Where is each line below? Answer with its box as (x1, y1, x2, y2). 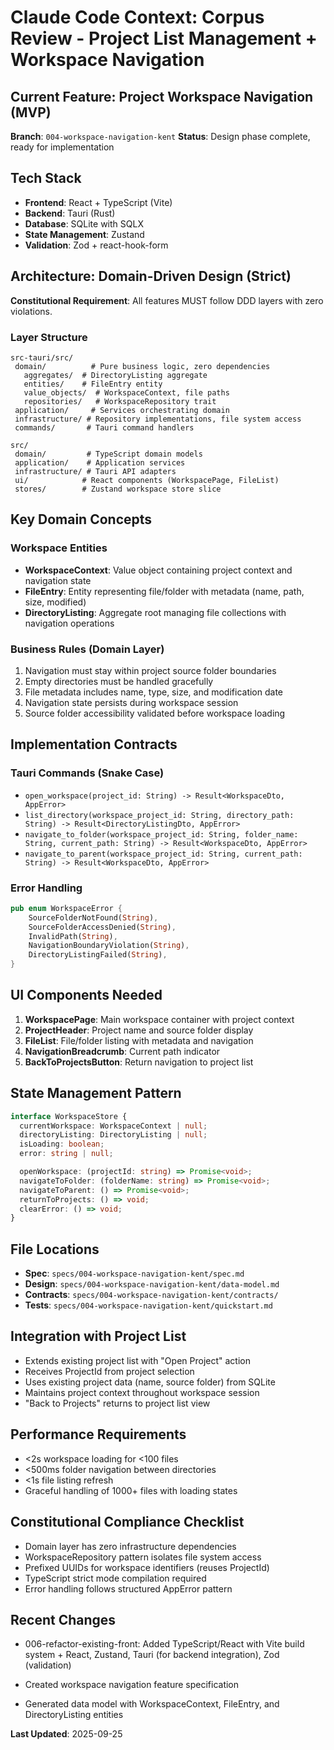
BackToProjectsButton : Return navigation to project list (24, 1056, 254, 1068)
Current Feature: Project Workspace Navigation (10, 88, 314, 105)
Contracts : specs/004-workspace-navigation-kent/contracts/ (24, 1289, 279, 1301)
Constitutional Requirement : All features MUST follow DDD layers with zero (10, 294, 324, 306)
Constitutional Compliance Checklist (10, 1514, 245, 1531)
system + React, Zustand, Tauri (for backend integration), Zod (24, 1649, 280, 1661)
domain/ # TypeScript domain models (14, 449, 203, 459)
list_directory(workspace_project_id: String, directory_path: (24, 810, 295, 820)
